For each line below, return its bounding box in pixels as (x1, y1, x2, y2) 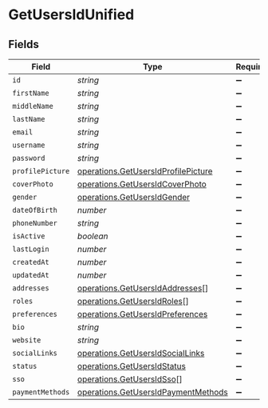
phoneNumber (12, 218, 58, 227)
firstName (12, 89, 49, 98)
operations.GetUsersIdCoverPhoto (77, 178, 207, 190)
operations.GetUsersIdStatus (77, 361, 186, 371)
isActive (12, 232, 45, 241)
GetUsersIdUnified (8, 6, 135, 24)
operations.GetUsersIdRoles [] (77, 296, 189, 306)
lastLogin (12, 245, 49, 254)
